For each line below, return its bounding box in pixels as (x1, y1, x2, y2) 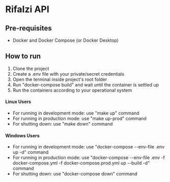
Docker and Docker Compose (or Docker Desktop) (12, 37, 119, 43)
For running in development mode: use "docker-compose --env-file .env (12, 144, 165, 150)
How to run (5, 52, 41, 60)
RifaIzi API (5, 4, 49, 15)
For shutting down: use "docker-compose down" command (12, 171, 137, 177)
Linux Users (5, 99, 32, 105)
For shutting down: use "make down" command (12, 121, 113, 127)
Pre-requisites (5, 24, 52, 33)
